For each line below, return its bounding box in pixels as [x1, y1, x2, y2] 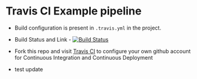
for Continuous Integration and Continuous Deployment [14, 54, 153, 61]
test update [14, 65, 44, 73]
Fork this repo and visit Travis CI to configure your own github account [14, 47, 191, 55]
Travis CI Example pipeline [5, 4, 142, 18]
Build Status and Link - [14, 36, 72, 43]
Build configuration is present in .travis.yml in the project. [14, 24, 162, 31]
